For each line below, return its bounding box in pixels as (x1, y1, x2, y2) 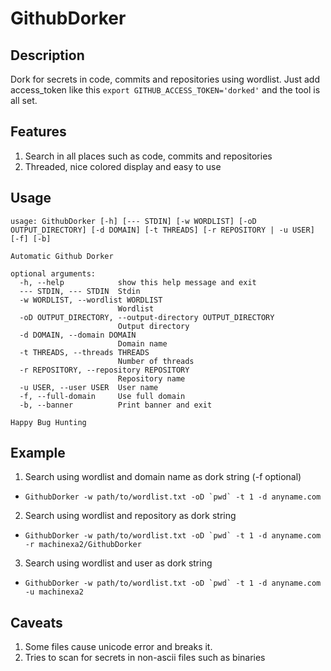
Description (10, 47, 85, 64)
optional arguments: (10, 268, 97, 279)
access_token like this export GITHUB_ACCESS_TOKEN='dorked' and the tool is (10, 84, 321, 96)
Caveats (10, 614, 63, 631)
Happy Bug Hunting (10, 417, 87, 427)
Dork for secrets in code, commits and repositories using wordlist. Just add (10, 73, 320, 85)
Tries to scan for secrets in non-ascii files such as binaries (24, 652, 266, 664)
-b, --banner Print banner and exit (19, 400, 213, 410)
